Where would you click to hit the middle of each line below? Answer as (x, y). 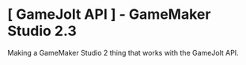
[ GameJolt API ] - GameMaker (109, 14)
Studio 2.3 (42, 31)
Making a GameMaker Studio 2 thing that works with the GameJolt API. (123, 52)
